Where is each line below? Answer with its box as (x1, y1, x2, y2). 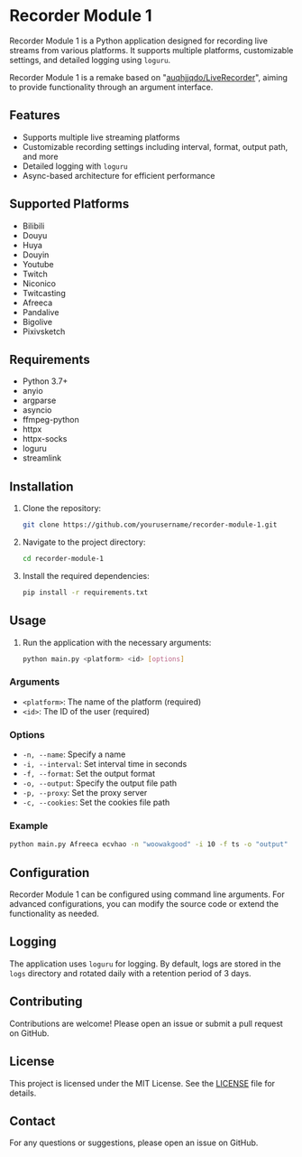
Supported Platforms (9, 196, 130, 212)
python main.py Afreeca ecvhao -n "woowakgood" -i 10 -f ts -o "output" (9, 840, 288, 849)
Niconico (22, 277, 57, 289)
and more (22, 151, 59, 162)
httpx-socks (22, 434, 68, 444)
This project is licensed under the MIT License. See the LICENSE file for (9, 1078, 276, 1088)
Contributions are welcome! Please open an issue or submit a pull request (9, 1018, 284, 1029)
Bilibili (22, 220, 45, 231)
